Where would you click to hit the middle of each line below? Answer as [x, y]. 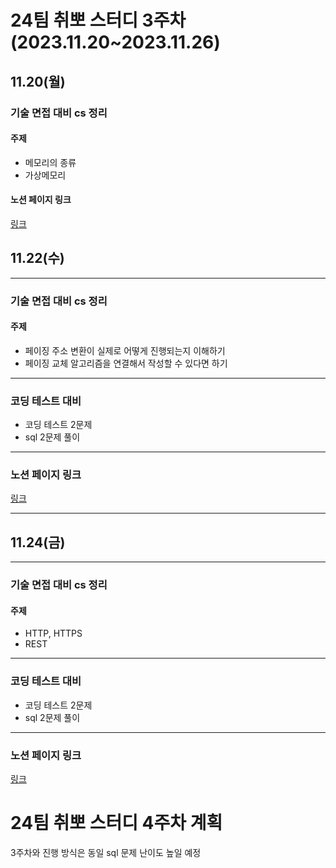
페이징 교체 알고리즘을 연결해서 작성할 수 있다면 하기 [126, 363]
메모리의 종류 [50, 162]
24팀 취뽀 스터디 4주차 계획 [116, 823]
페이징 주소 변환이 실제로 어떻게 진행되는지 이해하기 [125, 350]
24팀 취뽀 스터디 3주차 [98, 20]
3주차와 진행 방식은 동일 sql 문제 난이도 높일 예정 [106, 852]
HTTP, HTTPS [53, 633]
